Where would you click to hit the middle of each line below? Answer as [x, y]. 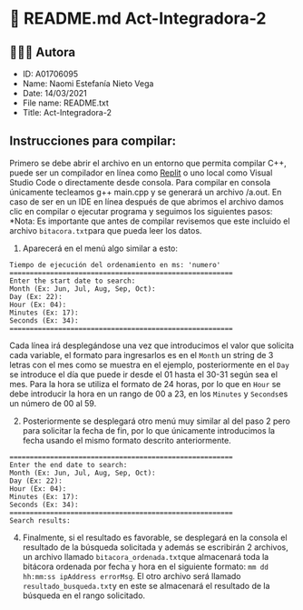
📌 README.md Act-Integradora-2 [138, 19]
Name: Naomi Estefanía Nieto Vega [88, 84]
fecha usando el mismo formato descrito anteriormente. [127, 440]
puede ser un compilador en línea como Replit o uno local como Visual [141, 173]
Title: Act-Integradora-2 [67, 112]
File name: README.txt [65, 103]
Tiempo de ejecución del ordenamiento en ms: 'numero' [115, 265]
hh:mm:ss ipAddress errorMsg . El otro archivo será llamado [132, 575]
